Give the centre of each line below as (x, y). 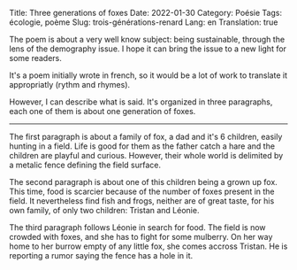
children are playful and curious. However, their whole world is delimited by (146, 155)
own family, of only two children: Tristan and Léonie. (104, 210)
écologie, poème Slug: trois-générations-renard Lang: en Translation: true (144, 22)
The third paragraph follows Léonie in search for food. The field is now (138, 228)
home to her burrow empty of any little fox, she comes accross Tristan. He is (148, 246)
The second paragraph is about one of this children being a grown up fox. (144, 182)
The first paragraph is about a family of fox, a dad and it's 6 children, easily (146, 137)
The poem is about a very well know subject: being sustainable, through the (147, 39)
